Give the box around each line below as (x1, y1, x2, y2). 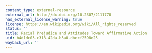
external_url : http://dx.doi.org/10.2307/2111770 (5, 12, 112, 17)
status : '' (5, 26, 28, 31)
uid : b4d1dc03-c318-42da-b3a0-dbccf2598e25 (5, 36, 98, 41)
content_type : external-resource (5, 7, 75, 13)
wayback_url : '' (5, 40, 39, 45)
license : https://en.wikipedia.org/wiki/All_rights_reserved (5, 21, 136, 27)
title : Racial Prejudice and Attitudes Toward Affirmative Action (5, 31, 147, 36)
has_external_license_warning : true (5, 17, 82, 22)
